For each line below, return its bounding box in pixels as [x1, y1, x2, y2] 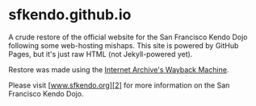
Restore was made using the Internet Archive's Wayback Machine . [8, 64, 229, 74]
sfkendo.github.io [8, 6, 132, 24]
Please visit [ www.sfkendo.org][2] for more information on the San [8, 80, 230, 90]
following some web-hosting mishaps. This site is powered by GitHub [8, 40, 239, 50]
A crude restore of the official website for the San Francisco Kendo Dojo [8, 32, 248, 42]
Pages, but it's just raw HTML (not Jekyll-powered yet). [8, 49, 193, 59]
